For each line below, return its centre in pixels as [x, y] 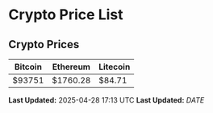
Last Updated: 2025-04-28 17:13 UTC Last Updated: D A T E [106, 100]
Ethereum [71, 67]
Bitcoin [28, 67]
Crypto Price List [66, 15]
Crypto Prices [44, 44]
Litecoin [114, 67]
